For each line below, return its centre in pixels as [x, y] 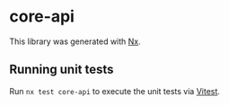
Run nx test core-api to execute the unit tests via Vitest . [114, 91]
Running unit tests [62, 70]
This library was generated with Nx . [75, 41]
